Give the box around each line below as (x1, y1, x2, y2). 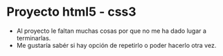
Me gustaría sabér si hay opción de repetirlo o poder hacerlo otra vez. (16, 41, 217, 49)
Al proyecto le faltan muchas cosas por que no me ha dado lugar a (16, 27, 207, 35)
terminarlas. (16, 33, 51, 42)
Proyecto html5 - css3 (6, 4, 136, 20)
